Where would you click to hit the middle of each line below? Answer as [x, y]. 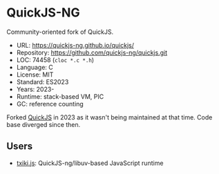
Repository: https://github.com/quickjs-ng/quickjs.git [92, 52]
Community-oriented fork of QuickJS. [60, 32]
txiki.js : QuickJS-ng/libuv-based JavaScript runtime [90, 163]
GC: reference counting [50, 104]
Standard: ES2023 [42, 81]
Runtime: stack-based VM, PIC [60, 96]
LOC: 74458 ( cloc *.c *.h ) [55, 59]
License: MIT [35, 75]
